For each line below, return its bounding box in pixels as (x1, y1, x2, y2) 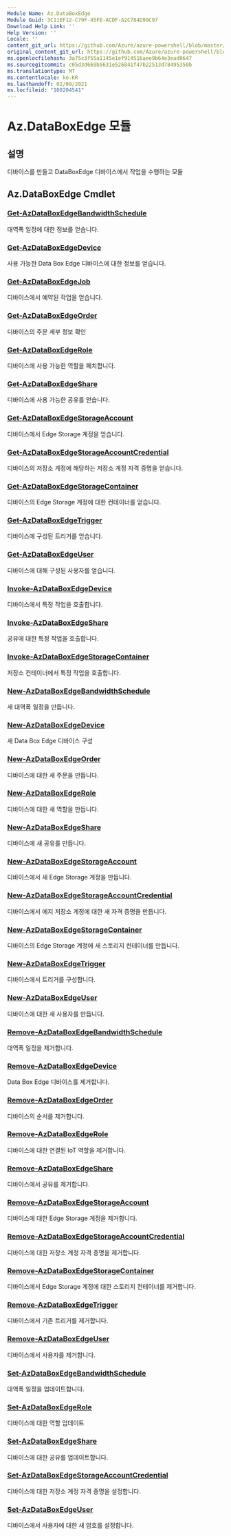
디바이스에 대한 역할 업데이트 (7, 1419, 85, 1427)
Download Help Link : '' (7, 23, 76, 30)
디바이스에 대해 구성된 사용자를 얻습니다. (7, 566, 115, 575)
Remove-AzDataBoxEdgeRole (7, 1129, 109, 1139)
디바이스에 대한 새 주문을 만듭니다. (7, 771, 99, 779)
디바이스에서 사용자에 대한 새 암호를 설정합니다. (7, 1522, 134, 1530)
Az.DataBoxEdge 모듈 (7, 118, 131, 134)
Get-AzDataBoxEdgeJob (7, 277, 91, 286)
